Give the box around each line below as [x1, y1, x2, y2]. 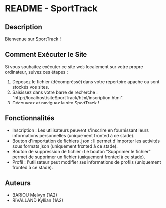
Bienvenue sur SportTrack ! [5, 36, 61, 42]
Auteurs [5, 179, 31, 187]
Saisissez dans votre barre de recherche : [12, 89, 98, 95]
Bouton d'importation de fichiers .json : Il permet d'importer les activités [12, 138, 160, 144]
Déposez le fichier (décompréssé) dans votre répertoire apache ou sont [12, 78, 160, 85]
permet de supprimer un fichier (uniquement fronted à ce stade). [12, 154, 145, 160]
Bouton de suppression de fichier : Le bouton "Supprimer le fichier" [12, 148, 151, 154]
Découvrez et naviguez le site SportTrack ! [12, 100, 100, 105]
